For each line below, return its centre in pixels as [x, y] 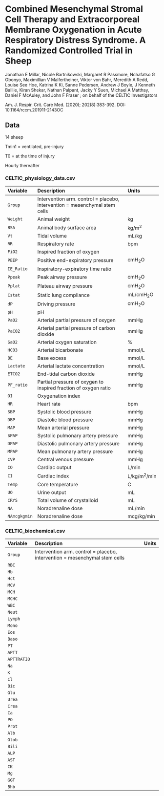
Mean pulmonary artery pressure [75, 452]
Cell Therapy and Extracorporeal [72, 19]
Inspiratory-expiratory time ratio [74, 269]
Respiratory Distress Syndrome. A [75, 40]
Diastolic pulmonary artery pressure [78, 444]
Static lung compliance [64, 295]
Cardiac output [54, 468]
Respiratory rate [56, 244]
